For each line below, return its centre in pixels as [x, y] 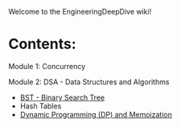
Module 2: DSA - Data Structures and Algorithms [89, 82]
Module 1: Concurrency [47, 66]
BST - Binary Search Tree [62, 97]
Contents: [42, 44]
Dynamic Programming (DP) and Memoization [96, 114]
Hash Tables [41, 106]
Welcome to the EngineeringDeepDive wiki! [80, 12]
